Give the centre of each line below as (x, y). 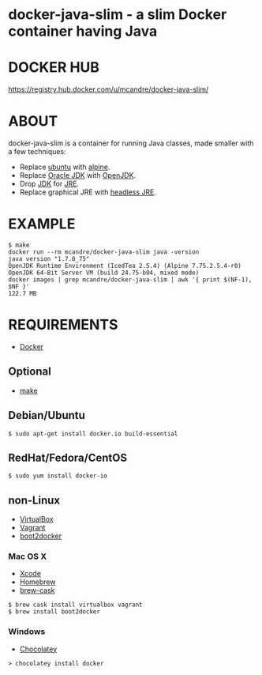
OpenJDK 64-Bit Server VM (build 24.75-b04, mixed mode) (104, 273)
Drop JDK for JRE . (49, 184)
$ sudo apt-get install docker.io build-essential (93, 434)
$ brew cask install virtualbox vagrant (76, 605)
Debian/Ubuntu (47, 415)
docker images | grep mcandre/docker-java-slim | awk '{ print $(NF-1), (130, 280)
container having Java (83, 31)
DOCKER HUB (54, 68)
